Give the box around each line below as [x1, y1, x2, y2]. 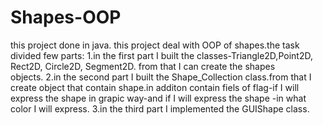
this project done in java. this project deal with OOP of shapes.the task [10, 39, 300, 51]
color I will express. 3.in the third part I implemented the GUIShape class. [10, 102, 310, 115]
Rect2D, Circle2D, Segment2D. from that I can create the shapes [10, 60, 276, 72]
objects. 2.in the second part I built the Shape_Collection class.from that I [10, 71, 312, 83]
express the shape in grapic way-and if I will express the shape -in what [10, 92, 307, 104]
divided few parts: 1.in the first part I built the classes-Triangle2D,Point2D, [10, 49, 313, 61]
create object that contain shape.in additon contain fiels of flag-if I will [10, 81, 300, 93]
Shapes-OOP [10, 6, 122, 29]
